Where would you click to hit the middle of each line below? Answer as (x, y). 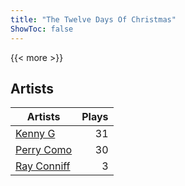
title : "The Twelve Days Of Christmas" (93, 19)
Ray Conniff (43, 166)
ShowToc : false (42, 29)
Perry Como (44, 150)
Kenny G (35, 134)
